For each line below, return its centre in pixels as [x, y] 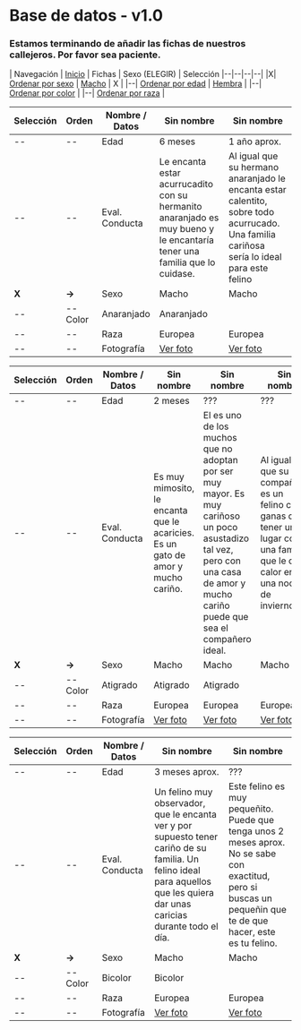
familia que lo [187, 262]
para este [248, 268]
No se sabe [252, 854]
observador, [180, 803]
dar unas [172, 904]
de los [216, 426]
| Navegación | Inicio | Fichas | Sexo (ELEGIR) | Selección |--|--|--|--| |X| [143, 74]
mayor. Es [224, 494]
